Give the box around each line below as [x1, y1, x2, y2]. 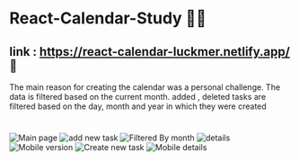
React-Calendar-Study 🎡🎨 [9, 8, 207, 29]
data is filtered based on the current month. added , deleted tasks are [9, 92, 267, 102]
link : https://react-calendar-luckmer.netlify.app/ [9, 44, 290, 59]
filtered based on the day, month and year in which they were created [9, 101, 267, 112]
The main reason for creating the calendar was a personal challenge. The [9, 82, 281, 93]
